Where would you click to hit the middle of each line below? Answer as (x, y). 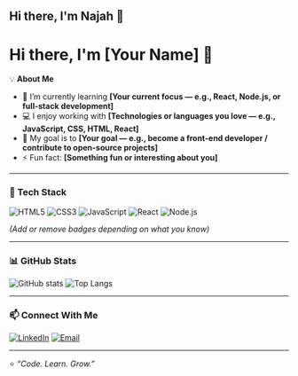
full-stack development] (67, 106)
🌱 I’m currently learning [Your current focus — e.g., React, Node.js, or (151, 97)
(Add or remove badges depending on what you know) (110, 229)
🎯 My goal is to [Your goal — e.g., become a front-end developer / (145, 138)
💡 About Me (32, 79)
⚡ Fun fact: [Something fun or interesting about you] (120, 158)
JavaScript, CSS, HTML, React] (80, 129)
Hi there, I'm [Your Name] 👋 (111, 55)
